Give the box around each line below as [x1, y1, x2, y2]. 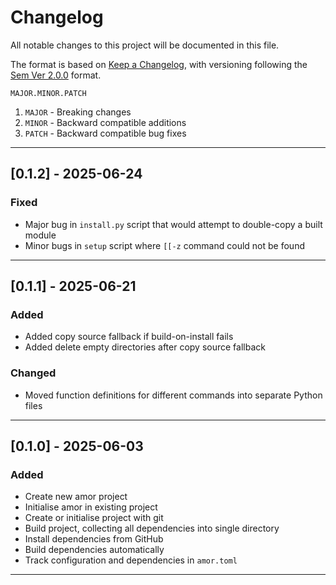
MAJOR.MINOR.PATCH [10, 88, 87, 98]
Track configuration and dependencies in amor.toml [24, 554, 238, 566]
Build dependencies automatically [24, 544, 165, 556]
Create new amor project [24, 491, 128, 503]
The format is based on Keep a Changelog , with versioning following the [10, 58, 308, 70]
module [24, 229, 57, 241]
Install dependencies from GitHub [24, 533, 164, 545]
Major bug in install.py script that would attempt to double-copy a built [24, 218, 323, 230]
